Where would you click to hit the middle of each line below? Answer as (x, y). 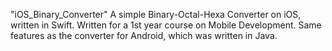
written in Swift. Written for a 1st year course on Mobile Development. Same (166, 25)
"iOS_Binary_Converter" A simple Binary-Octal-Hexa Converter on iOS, (156, 14)
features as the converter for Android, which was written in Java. (144, 35)
